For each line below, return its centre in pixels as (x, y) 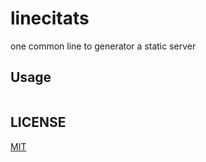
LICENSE (38, 122)
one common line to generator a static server (103, 46)
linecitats (50, 18)
